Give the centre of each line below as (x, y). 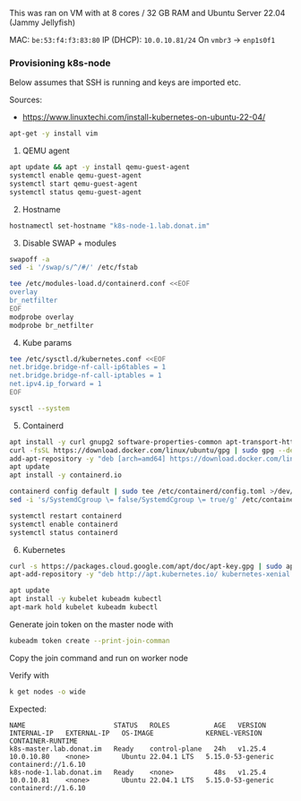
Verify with (29, 675)
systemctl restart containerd (66, 516)
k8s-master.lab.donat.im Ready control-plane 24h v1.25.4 (138, 749)
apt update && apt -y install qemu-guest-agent (100, 168)
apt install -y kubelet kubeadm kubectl (86, 599)
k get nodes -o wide (48, 692)
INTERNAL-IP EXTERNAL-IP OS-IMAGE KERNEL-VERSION (136, 733)
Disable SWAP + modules (69, 243)
